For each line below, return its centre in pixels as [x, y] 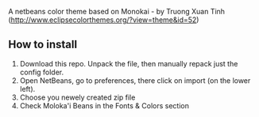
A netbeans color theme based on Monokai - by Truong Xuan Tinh [116, 11]
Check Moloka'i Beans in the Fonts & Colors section [104, 105]
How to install [43, 45]
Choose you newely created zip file [77, 97]
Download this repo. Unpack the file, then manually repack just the [129, 63]
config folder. [42, 72]
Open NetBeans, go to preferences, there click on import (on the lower [135, 80]
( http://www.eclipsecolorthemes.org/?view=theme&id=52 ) [104, 20]
